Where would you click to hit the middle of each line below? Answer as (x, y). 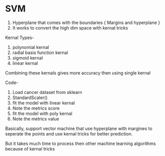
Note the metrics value (36, 118)
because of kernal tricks (30, 148)
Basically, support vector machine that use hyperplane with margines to (79, 128)
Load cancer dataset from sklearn (47, 92)
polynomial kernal (31, 47)
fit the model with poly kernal (42, 113)
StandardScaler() (30, 97)
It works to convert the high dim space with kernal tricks (70, 27)
